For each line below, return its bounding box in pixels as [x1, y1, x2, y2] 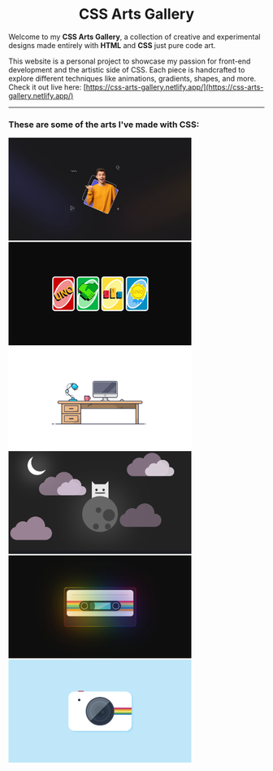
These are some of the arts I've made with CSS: [8, 119, 200, 130]
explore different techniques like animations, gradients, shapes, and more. [8, 73, 257, 83]
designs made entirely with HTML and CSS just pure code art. [8, 40, 216, 50]
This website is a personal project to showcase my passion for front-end [8, 56, 251, 66]
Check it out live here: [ [8, 82, 87, 92]
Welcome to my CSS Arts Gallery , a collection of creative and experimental [8, 32, 261, 42]
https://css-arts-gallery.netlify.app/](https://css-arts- [85, 82, 264, 92]
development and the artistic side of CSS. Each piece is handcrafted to [8, 64, 245, 74]
